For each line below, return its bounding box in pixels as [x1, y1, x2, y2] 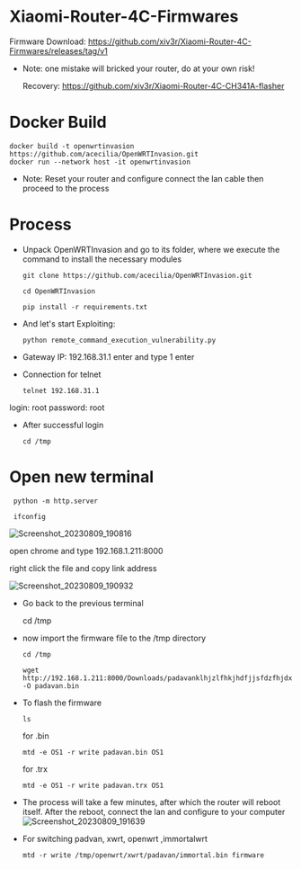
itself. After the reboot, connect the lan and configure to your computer [22, 806, 286, 817]
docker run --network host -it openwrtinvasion [9, 157, 191, 166]
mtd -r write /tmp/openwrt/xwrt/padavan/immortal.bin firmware [22, 850, 265, 860]
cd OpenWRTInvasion [22, 286, 96, 296]
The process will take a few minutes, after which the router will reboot [22, 796, 281, 807]
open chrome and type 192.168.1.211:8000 [9, 545, 164, 556]
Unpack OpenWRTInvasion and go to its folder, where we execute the [22, 244, 280, 255]
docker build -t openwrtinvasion [9, 141, 135, 150]
